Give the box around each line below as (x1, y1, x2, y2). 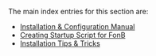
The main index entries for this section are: (8, 7, 149, 16)
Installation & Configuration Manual (19, 22, 135, 31)
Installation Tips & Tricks (19, 39, 101, 48)
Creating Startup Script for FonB (19, 31, 126, 39)
